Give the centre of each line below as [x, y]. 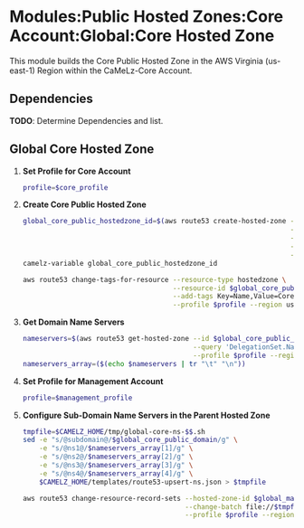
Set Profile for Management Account [93, 381]
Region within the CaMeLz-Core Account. [115, 71]
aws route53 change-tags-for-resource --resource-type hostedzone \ [154, 279]
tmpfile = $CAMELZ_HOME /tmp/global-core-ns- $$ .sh [114, 431]
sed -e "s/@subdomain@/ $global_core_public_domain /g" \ [130, 440]
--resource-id [199, 288]
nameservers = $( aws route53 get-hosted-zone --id [116, 339]
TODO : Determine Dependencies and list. [86, 120]
